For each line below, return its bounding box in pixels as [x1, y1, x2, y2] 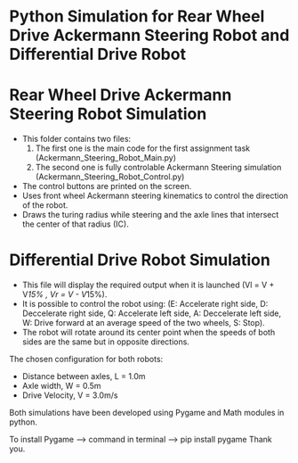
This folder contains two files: [21, 134, 132, 145]
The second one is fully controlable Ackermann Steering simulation [35, 162, 282, 173]
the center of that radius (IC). [21, 219, 129, 229]
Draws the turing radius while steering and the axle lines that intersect [21, 210, 279, 220]
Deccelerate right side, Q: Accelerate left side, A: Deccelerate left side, [21, 308, 282, 318]
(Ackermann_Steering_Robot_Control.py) [35, 171, 185, 182]
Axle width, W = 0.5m [21, 381, 101, 392]
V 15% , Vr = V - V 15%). [21, 289, 108, 300]
